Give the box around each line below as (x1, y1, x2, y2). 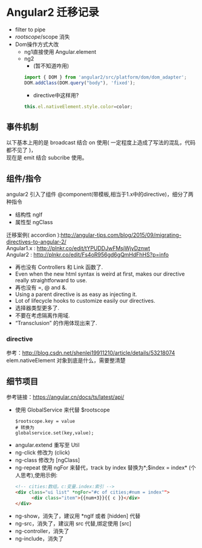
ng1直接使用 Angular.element (24, 48, 97, 55)
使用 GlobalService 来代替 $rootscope (15, 406, 110, 414)
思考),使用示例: (20, 472, 57, 479)
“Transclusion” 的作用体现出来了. (15, 320, 97, 327)
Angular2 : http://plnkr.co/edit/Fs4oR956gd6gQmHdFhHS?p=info (6, 251, 169, 259)
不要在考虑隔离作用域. (15, 312, 70, 319)
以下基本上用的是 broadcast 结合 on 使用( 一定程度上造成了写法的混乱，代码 (6, 139, 195, 146)
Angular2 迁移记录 (6, 5, 99, 19)
